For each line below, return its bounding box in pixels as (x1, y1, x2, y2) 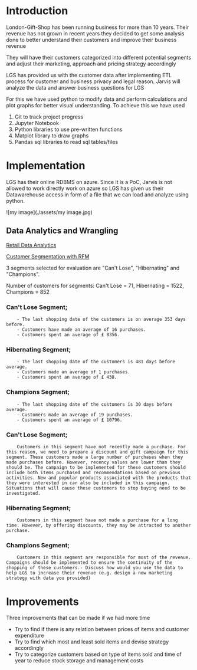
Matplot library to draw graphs (14, 132, 89, 139)
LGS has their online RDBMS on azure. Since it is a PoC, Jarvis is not (6, 178, 172, 185)
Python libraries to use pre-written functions (14, 126, 123, 133)
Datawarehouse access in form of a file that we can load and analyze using (6, 191, 189, 198)
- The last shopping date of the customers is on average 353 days (17, 316, 186, 322)
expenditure (14, 632, 44, 639)
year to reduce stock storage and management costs (14, 657, 144, 664)
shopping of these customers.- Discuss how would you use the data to (6, 565, 183, 571)
